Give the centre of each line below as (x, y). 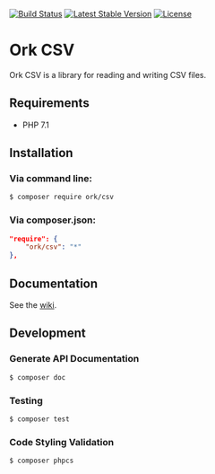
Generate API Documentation (74, 359)
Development (48, 334)
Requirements (49, 103)
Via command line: (51, 179)
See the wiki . (33, 305)
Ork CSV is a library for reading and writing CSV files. (108, 75)
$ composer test (39, 419)
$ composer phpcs (42, 461)
